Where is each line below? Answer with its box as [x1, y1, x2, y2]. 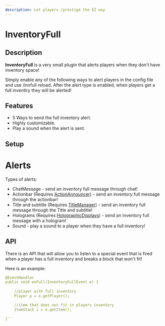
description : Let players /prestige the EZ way [5, 7, 106, 12]
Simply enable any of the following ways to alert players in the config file [5, 77, 154, 83]
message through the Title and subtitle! [12, 207, 93, 213]
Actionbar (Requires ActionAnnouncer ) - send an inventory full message [12, 191, 160, 197]
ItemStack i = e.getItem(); [14, 307, 72, 312]
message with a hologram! [12, 217, 67, 223]
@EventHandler [5, 275, 35, 280]
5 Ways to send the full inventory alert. [12, 115, 92, 121]
